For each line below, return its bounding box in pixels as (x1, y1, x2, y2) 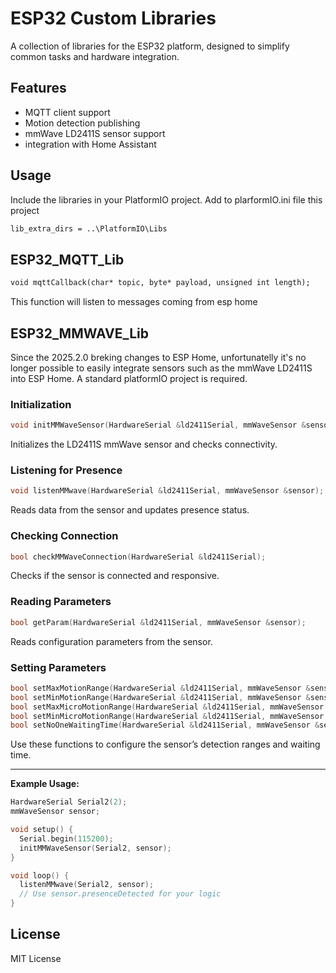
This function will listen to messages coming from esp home (10, 296, 258, 308)
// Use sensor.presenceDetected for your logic (19, 889, 222, 899)
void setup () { (10, 825, 74, 835)
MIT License (10, 952, 62, 964)
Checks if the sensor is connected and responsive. (10, 570, 220, 582)
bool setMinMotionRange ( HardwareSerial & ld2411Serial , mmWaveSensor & (10, 692, 311, 702)
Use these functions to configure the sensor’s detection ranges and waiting (10, 738, 321, 751)
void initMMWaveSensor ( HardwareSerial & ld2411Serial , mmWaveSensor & (10, 420, 307, 431)
